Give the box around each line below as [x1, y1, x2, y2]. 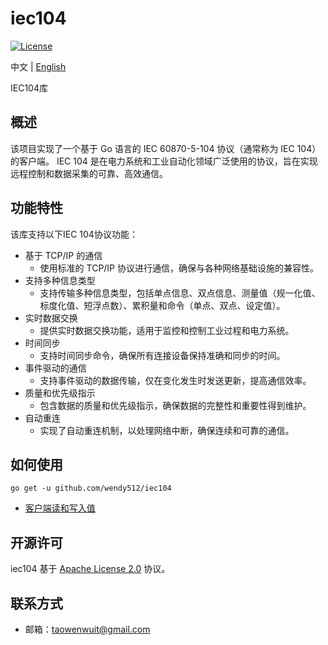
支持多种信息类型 [24, 274, 96, 286]
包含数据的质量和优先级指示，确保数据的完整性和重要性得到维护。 [39, 399, 312, 411]
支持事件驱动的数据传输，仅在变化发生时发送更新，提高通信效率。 [39, 374, 312, 386]
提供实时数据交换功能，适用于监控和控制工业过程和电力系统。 [39, 324, 295, 336]
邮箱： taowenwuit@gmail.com [24, 623, 151, 635]
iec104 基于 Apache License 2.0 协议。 [10, 563, 171, 575]
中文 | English [10, 60, 67, 72]
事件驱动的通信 [24, 362, 87, 374]
